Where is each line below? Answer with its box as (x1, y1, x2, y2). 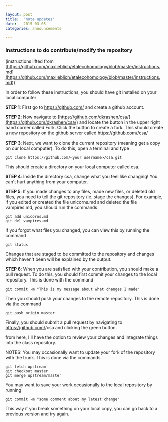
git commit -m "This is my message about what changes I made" (5, 287, 140, 292)
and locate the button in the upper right (79, 119, 160, 125)
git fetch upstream (5, 364, 46, 369)
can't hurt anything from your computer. (5, 179, 88, 185)
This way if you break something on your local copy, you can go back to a (5, 405, 158, 411)
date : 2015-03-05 (5, 21, 46, 26)
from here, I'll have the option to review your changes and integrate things (5, 334, 158, 340)
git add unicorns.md (5, 214, 49, 219)
